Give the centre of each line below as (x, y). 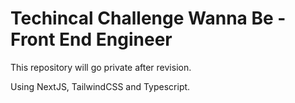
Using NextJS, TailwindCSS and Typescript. (100, 86)
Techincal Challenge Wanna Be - (148, 18)
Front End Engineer (91, 39)
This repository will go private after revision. (101, 67)
